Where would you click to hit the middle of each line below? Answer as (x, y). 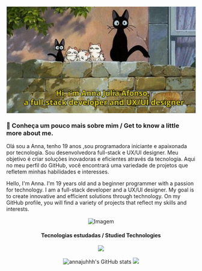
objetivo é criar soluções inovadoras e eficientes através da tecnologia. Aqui (101, 159)
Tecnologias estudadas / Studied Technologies (101, 235)
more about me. (30, 133)
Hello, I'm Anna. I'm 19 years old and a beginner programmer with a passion (100, 184)
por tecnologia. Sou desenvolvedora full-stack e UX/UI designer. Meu (92, 153)
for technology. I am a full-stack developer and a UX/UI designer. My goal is (100, 190)
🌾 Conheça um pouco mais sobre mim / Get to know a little (93, 125)
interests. (18, 209)
